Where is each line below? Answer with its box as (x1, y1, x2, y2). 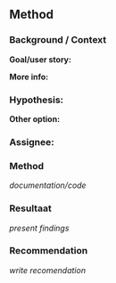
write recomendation (9, 264, 87, 275)
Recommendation (9, 245, 88, 257)
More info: (9, 71, 49, 82)
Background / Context (9, 34, 107, 46)
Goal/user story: (9, 53, 71, 65)
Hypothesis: (9, 93, 64, 106)
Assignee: (9, 135, 55, 148)
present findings (9, 222, 70, 233)
